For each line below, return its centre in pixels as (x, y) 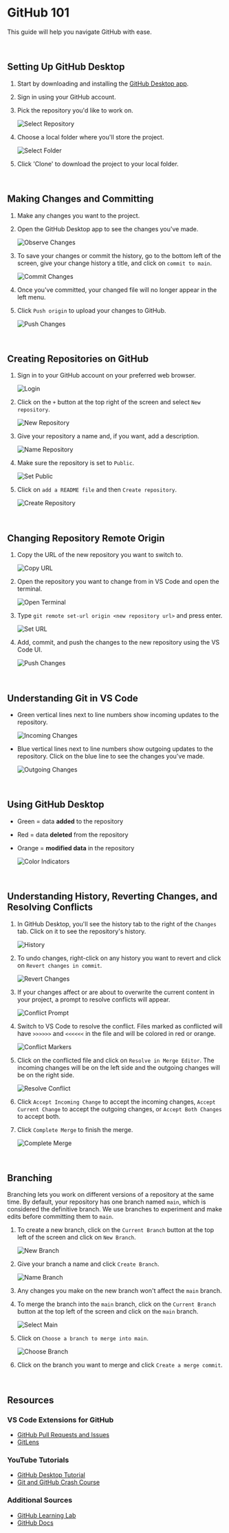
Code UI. (30, 650)
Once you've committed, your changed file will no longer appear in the (117, 290)
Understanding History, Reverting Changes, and (112, 896)
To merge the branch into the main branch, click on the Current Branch (117, 1304)
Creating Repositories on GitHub (78, 359)
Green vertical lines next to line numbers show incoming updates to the (118, 715)
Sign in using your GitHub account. (66, 97)
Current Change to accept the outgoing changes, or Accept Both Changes (119, 1109)
